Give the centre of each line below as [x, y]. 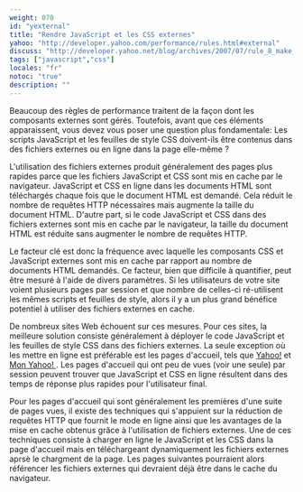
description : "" [40, 85]
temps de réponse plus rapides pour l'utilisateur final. [108, 384]
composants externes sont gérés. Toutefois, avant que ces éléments [137, 120]
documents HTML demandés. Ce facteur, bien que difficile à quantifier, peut [151, 270]
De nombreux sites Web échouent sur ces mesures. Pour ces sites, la [138, 326]
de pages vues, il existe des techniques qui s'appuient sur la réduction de [146, 411]
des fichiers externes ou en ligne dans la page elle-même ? [119, 149]
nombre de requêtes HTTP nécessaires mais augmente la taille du [132, 205]
